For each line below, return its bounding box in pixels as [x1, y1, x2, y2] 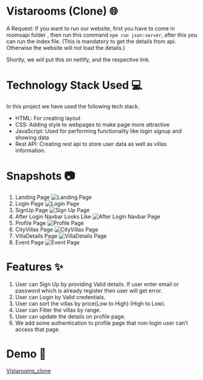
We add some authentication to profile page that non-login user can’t [15, 319, 188, 326]
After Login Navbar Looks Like [15, 213, 91, 220]
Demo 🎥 [6, 347, 47, 361]
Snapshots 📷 [6, 169, 75, 183]
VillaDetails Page [15, 232, 58, 240]
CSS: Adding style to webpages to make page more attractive [15, 120, 170, 128]
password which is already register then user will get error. [15, 287, 163, 294]
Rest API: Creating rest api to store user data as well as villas [15, 140, 167, 147]
